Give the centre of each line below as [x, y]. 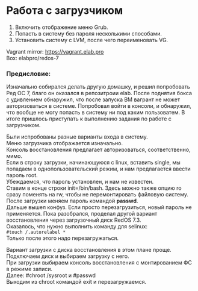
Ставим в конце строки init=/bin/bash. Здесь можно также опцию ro [94, 188]
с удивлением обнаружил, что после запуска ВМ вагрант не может [93, 99]
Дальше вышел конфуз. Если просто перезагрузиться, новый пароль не [99, 207]
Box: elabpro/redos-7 [32, 58]
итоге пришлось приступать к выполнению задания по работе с [89, 119]
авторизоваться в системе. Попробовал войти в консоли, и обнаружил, [99, 106]
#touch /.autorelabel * [36, 233]
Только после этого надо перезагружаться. [63, 238]
